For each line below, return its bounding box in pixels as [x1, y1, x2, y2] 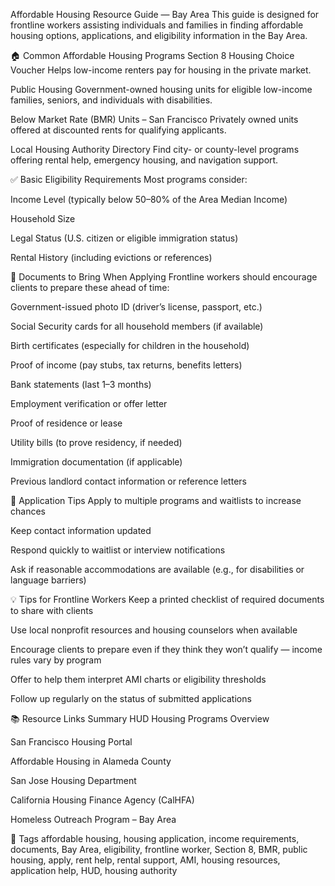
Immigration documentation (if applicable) [10, 456, 183, 468]
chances [10, 505, 46, 517]
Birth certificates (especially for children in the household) [10, 340, 250, 351]
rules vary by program [10, 654, 102, 666]
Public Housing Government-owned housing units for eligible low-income [10, 84, 313, 95]
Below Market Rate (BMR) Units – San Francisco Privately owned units [10, 114, 299, 125]
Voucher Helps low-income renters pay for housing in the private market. [10, 64, 312, 76]
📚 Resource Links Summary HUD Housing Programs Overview [10, 713, 270, 724]
